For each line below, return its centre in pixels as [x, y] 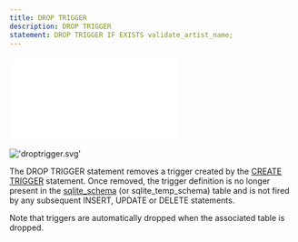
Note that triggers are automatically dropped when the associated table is [147, 218]
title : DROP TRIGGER [49, 18]
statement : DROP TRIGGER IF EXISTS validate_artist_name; [121, 35]
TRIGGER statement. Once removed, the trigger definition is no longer [140, 181]
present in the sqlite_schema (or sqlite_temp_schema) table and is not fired [149, 191]
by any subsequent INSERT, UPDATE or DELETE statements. [122, 200]
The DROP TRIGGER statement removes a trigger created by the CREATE [146, 171]
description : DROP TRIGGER [60, 26]
